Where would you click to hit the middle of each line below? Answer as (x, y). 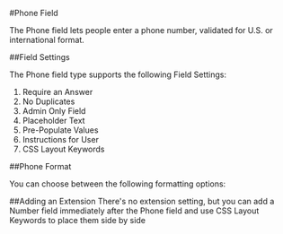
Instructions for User (60, 139)
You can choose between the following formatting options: (118, 184)
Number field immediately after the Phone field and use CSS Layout (134, 211)
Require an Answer (57, 92)
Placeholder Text (53, 121)
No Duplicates (49, 101)
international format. (47, 40)
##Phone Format (40, 166)
